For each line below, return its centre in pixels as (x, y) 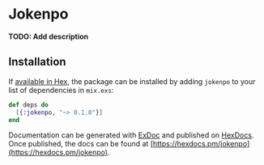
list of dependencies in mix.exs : (61, 90)
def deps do (28, 105)
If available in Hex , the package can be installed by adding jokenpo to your (132, 81)
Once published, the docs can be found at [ (81, 144)
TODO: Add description (49, 36)
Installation (37, 62)
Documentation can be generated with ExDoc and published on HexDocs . (131, 135)
